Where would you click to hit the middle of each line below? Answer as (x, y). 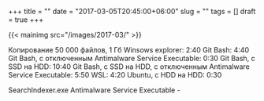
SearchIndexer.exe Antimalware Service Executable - (95, 90)
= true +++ (26, 20)
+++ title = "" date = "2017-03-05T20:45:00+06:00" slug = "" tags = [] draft (132, 11)
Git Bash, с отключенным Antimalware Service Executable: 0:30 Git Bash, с (132, 58)
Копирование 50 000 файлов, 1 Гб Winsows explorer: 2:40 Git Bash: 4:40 (129, 50)
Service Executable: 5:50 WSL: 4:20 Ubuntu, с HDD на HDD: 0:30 (115, 75)
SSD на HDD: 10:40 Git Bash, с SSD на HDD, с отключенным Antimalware (129, 67)
